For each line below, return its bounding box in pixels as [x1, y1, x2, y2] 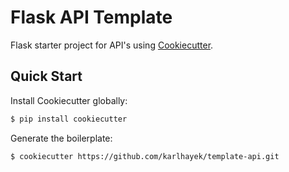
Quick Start [10, 68, 83, 85]
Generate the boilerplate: [10, 132, 113, 144]
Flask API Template [10, 6, 173, 29]
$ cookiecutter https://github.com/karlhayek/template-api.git [10, 151, 280, 161]
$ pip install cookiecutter [10, 114, 128, 124]
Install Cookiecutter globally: [10, 94, 128, 106]
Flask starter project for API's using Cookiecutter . [10, 39, 214, 51]
